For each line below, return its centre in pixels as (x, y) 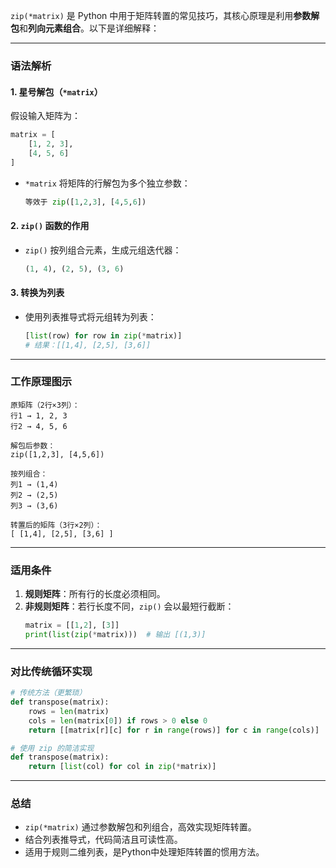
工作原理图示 (41, 382)
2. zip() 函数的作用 (50, 226)
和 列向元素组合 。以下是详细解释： (89, 28)
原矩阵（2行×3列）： (45, 405)
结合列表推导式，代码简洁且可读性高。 (103, 840)
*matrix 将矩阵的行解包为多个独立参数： (107, 183)
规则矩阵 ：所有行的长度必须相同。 (95, 594)
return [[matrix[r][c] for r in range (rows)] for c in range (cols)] (174, 730)
